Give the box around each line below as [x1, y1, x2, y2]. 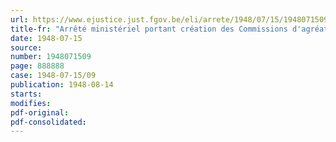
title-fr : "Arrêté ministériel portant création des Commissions [10, 24, 288, 34]
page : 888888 [10, 61, 65, 71]
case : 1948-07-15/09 [10, 71, 97, 81]
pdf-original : [10, 107, 70, 118]
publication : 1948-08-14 [10, 80, 114, 90]
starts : [10, 89, 43, 99]
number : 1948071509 [10, 52, 92, 62]
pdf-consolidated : [10, 117, 87, 127]
